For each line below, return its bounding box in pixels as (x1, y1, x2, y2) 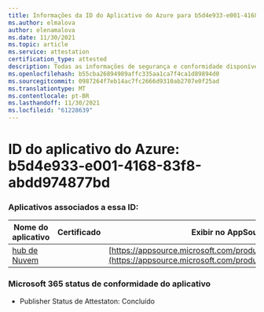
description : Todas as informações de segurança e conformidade (8, 63, 223, 71)
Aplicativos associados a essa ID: (8, 202, 139, 213)
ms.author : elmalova (8, 19, 76, 27)
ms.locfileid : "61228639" (8, 107, 93, 115)
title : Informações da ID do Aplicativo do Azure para (8, 11, 192, 20)
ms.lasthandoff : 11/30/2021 (8, 99, 101, 107)
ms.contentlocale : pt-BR (8, 92, 90, 100)
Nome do (13, 222, 49, 233)
